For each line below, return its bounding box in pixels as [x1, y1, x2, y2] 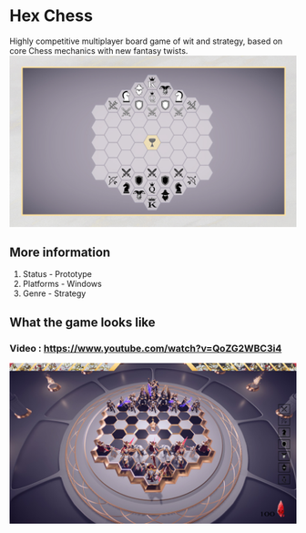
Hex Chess [9, 5, 94, 26]
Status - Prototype [22, 269, 93, 280]
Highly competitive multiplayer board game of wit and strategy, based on [9, 36, 283, 46]
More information [9, 245, 111, 261]
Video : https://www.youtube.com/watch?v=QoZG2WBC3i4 [9, 342, 282, 354]
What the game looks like [9, 314, 157, 330]
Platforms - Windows [22, 279, 102, 290]
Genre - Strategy [22, 288, 87, 299]
